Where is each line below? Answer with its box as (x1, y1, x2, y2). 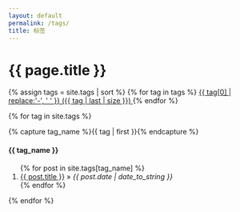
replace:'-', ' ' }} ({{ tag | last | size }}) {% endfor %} (8, 96, 178, 106)
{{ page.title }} (8, 61, 107, 79)
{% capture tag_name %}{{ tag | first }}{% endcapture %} (8, 127, 199, 137)
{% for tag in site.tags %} (8, 111, 92, 121)
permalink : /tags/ (8, 19, 70, 27)
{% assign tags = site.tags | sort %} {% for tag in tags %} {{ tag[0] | (8, 87, 232, 97)
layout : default (8, 11, 62, 20)
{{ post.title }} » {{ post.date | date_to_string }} (19, 171, 174, 181)
